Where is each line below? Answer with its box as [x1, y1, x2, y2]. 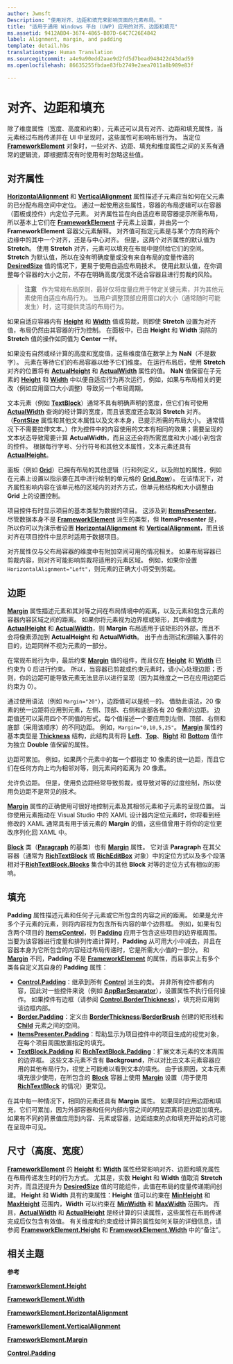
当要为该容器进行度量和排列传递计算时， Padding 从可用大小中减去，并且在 [7, 937, 222, 945]
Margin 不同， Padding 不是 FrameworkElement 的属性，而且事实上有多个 [7, 954, 221, 963]
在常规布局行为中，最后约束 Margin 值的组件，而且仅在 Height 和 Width [7, 656, 214, 665]
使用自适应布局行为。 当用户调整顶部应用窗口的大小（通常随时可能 [30, 294, 221, 302]
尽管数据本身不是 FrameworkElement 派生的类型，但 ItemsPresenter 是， [7, 515, 221, 524]
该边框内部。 [17, 1004, 54, 1012]
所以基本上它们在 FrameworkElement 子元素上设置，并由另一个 [7, 218, 190, 226]
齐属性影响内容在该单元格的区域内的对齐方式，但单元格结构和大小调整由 [7, 483, 214, 492]
